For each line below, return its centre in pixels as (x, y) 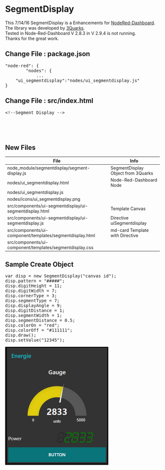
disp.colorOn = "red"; (32, 325)
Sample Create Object (39, 264)
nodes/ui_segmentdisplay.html (38, 182)
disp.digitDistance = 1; (35, 311)
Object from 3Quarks (132, 173)
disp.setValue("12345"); (35, 340)
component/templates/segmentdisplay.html (51, 235)
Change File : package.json (48, 54)
